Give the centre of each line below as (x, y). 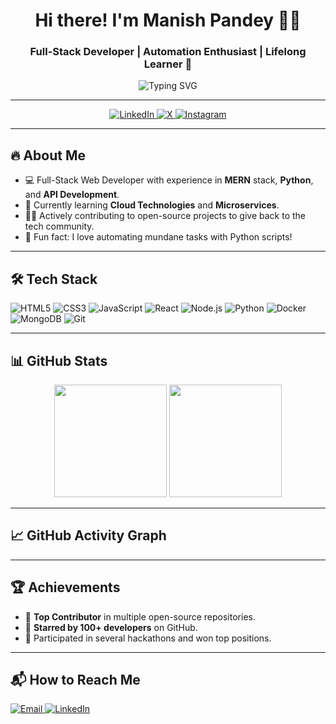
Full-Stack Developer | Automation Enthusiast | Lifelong (168, 52)
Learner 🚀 (168, 64)
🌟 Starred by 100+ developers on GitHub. (111, 627)
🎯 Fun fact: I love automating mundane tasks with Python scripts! (158, 237)
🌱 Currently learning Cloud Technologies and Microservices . (152, 205)
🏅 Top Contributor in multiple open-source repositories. (140, 616)
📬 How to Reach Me (75, 679)
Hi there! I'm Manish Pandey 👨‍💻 (168, 20)
